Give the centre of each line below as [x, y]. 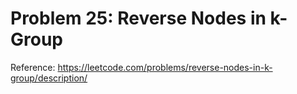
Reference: [33, 67]
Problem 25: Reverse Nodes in [138, 18]
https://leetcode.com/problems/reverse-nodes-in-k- [165, 67]
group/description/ [49, 78]
